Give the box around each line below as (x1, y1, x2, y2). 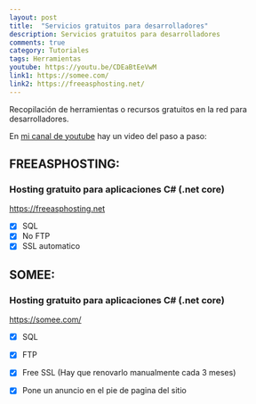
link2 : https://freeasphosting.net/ (9, 79, 145, 88)
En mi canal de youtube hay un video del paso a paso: (9, 130, 207, 141)
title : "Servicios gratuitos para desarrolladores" (9, 21, 209, 30)
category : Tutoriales (9, 46, 90, 55)
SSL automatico (21, 241, 81, 251)
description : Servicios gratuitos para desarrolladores (9, 29, 220, 38)
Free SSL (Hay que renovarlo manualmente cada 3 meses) (21, 367, 236, 378)
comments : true (9, 37, 66, 47)
